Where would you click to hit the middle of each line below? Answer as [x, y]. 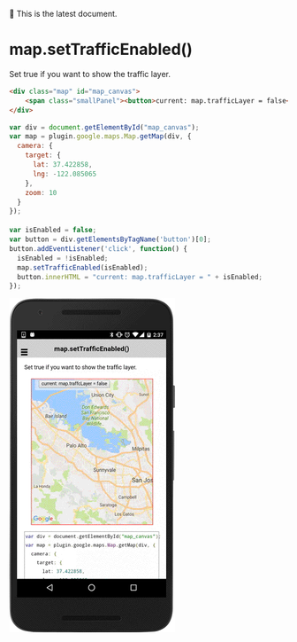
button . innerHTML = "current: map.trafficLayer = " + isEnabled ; [140, 277]
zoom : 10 [41, 192]
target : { [43, 155]
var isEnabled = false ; [53, 231]
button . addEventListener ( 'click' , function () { [99, 248]
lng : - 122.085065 [65, 174]
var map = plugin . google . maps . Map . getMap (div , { [100, 137]
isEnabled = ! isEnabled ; [63, 258]
